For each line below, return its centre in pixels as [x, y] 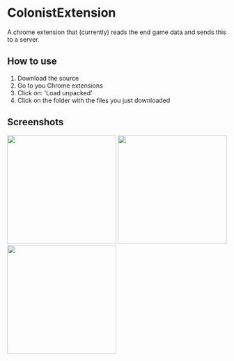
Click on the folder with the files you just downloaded [94, 100]
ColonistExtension [62, 13]
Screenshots [36, 122]
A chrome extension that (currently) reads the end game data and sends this [117, 32]
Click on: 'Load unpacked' [55, 93]
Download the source [48, 78]
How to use [32, 62]
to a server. [23, 39]
